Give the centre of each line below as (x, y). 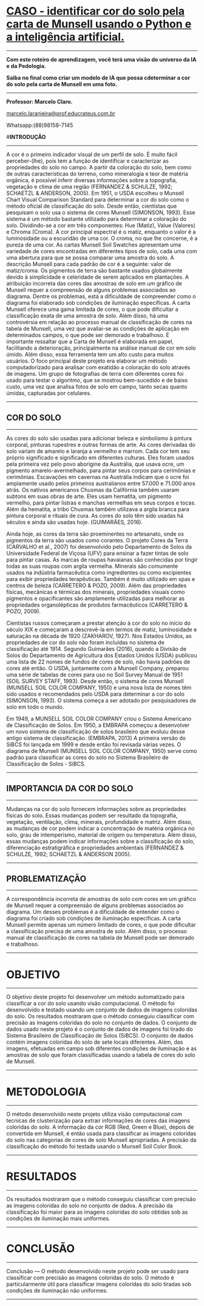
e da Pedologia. (26, 66)
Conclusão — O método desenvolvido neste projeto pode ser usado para (98, 1271)
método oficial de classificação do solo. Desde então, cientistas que (92, 206)
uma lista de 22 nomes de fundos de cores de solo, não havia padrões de (98, 662)
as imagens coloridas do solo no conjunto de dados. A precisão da (90, 1206)
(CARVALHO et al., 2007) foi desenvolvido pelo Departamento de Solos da (99, 546)
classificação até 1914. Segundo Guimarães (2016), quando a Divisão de (97, 648)
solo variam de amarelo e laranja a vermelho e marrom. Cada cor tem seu (98, 451)
